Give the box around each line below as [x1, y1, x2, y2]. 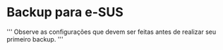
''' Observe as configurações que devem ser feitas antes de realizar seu [6, 27, 217, 36]
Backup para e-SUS [6, 4, 124, 20]
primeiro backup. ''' [6, 35, 64, 43]
